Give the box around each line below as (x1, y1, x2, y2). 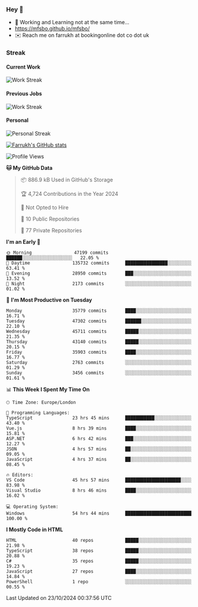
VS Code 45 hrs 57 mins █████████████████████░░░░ (6, 477, 192, 483)
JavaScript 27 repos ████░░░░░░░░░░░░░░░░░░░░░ (6, 568, 192, 574)
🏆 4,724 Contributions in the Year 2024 (20, 190, 119, 197)
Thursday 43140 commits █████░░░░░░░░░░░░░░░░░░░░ (6, 338, 192, 345)
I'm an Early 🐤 (6, 238, 41, 245)
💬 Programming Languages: (6, 409, 70, 416)
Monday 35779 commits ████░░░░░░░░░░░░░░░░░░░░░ (6, 308, 192, 314)
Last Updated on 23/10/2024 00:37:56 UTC (6, 594, 112, 601)
